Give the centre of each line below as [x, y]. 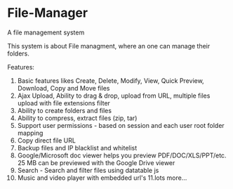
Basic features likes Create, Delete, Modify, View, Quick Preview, [111, 80]
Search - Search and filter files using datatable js [88, 170]
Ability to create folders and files [65, 110]
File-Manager [48, 13]
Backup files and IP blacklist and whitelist [77, 148]
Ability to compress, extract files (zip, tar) [77, 118]
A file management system [46, 32]
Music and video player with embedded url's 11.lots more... [102, 178]
